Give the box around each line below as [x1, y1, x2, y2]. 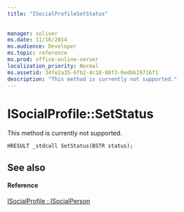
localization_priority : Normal [7, 62, 99, 69]
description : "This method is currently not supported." [7, 75, 178, 83]
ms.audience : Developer [7, 43, 77, 50]
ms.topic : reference [7, 50, 68, 57]
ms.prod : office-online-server [7, 56, 99, 63]
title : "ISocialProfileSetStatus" [7, 10, 109, 18]
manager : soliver [7, 29, 58, 37]
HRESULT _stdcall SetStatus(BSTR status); [7, 143, 133, 150]
